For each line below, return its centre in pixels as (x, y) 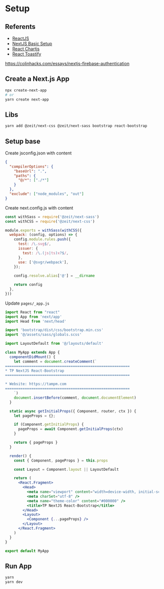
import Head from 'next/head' (36, 321)
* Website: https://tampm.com (36, 384)
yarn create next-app (27, 99)
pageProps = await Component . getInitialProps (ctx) (71, 429)
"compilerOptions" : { (31, 166)
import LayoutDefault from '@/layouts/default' (54, 344)
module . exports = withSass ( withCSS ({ (43, 230)
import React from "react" (32, 312)
